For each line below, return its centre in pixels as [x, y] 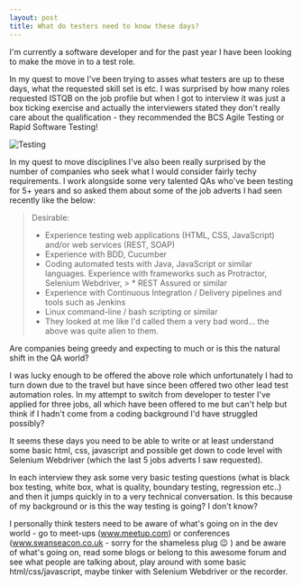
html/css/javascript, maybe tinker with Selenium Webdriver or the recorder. [149, 571]
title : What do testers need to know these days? [105, 26]
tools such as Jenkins [85, 302]
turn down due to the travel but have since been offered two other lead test [149, 385]
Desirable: [50, 217]
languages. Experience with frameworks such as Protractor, [156, 273]
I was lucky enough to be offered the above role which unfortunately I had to [151, 375]
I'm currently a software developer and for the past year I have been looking [151, 51]
